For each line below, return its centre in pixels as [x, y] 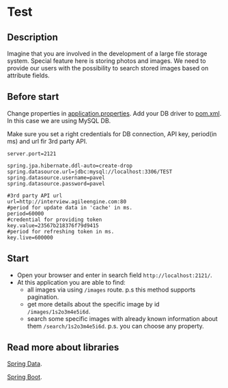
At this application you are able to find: [71, 282]
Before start [33, 97]
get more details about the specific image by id [93, 304]
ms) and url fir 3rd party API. [47, 141]
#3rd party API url [35, 196]
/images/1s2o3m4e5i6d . [59, 311]
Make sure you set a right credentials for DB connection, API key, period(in [112, 133]
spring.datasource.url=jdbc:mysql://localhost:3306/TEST [90, 172]
